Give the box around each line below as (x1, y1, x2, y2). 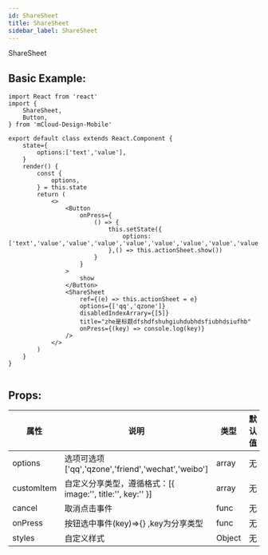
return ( (37, 191, 66, 199)
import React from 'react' (8, 93, 98, 101)
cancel (12, 502, 38, 513)
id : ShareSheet (8, 11, 59, 20)
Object (215, 533, 242, 543)
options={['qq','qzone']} (79, 303, 166, 311)
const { (37, 169, 62, 178)
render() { (22, 163, 59, 171)
